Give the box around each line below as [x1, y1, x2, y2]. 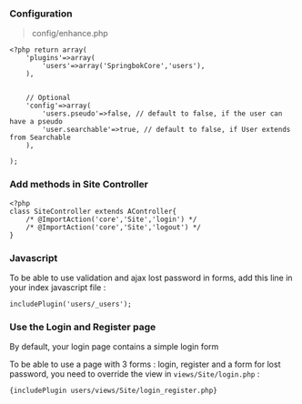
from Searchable [9, 133, 71, 143]
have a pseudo [9, 117, 64, 126]
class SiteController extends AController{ [9, 207, 177, 216]
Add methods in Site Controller [9, 178, 148, 191]
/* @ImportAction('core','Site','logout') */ [25, 222, 202, 232]
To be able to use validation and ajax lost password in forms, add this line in [9, 272, 293, 283]
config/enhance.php [31, 28, 109, 39]
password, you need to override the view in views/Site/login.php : [9, 369, 260, 379]
